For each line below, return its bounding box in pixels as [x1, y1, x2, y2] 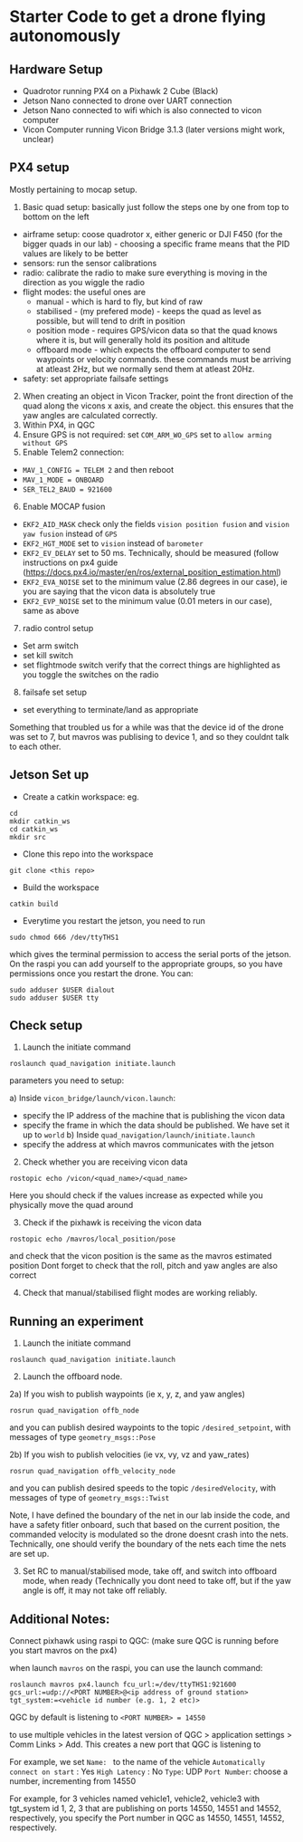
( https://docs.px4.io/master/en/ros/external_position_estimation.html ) [22, 566, 282, 577]
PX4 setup [9, 160, 70, 176]
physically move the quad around [9, 1200, 134, 1211]
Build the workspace [22, 881, 99, 893]
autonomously [9, 25, 121, 46]
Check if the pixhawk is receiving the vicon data [22, 1217, 202, 1228]
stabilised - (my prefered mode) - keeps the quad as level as [35, 305, 262, 316]
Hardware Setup [9, 62, 103, 77]
